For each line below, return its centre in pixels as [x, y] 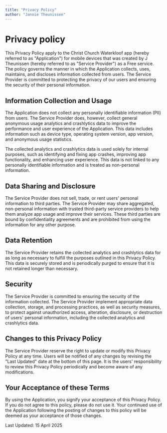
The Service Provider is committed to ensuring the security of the [72, 296]
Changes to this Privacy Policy [54, 339]
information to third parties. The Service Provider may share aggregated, [80, 204]
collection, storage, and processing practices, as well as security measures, [83, 307]
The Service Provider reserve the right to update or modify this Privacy [78, 350]
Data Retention [29, 241]
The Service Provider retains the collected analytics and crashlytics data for [83, 252]
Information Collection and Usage [59, 101]
